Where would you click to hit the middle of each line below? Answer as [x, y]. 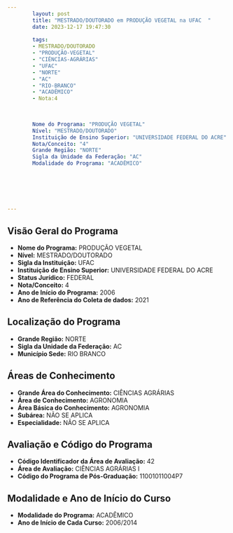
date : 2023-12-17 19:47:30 [72, 27]
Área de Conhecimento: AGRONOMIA [72, 400]
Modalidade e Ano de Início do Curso [89, 498]
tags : [41, 40]
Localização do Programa [64, 322]
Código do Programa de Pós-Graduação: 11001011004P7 [100, 476]
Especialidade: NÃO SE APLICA [63, 422]
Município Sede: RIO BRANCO [62, 353]
